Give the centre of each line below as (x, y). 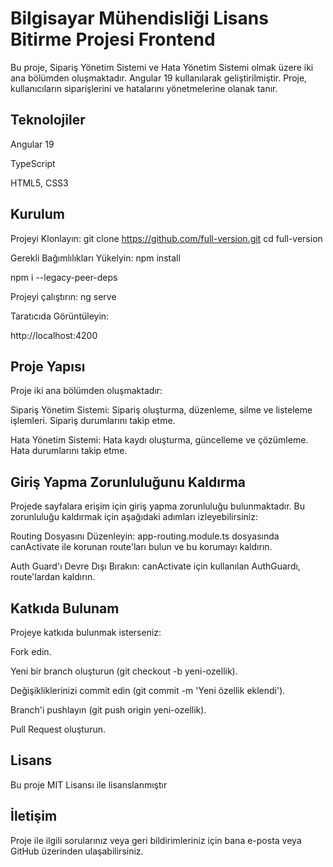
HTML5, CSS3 (39, 183)
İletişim (34, 816)
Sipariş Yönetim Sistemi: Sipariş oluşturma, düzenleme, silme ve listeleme (161, 410)
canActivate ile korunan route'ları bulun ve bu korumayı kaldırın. (141, 547)
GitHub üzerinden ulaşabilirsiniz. (77, 851)
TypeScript (33, 163)
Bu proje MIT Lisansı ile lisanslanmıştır (89, 784)
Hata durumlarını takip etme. (69, 451)
